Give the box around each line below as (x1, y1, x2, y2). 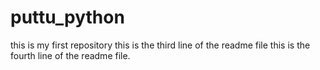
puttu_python (10, 6, 125, 29)
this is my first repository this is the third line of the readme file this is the (10, 39, 311, 51)
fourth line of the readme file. (10, 49, 131, 61)
